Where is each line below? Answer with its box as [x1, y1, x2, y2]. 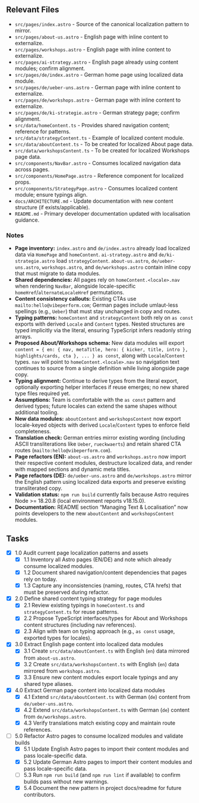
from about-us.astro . [23, 654, 76, 662]
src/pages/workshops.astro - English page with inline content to [14, 46, 171, 53]
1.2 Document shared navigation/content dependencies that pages [23, 569, 187, 576]
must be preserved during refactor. [23, 588, 110, 596]
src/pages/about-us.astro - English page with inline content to [14, 33, 169, 40]
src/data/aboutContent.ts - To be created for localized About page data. [14, 140, 194, 147]
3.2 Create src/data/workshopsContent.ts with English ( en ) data [23, 660, 179, 667]
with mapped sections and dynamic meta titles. [14, 466, 131, 473]
